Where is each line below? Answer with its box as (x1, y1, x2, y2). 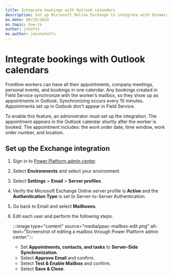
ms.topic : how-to (5, 22, 42, 27)
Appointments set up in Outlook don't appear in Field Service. (5, 103, 136, 109)
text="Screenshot (12, 228, 50, 234)
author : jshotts (5, 27, 40, 32)
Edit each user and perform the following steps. (12, 213, 114, 219)
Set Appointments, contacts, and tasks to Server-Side (20, 244, 138, 250)
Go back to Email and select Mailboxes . (12, 203, 97, 209)
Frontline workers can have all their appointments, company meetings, (5, 81, 154, 87)
